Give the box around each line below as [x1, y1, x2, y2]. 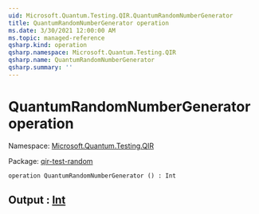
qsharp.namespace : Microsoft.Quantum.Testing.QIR [8, 49, 177, 56]
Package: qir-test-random [8, 156, 93, 165]
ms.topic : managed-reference [8, 33, 105, 42]
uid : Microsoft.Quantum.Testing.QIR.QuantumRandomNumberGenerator [8, 11, 233, 20]
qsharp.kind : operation [8, 41, 88, 49]
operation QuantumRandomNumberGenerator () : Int [8, 172, 177, 180]
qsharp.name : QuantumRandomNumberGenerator [8, 56, 155, 64]
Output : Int [8, 193, 66, 207]
